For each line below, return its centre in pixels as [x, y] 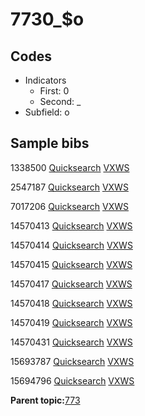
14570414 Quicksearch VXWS [71, 245]
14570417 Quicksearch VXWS [71, 284]
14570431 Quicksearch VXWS [71, 342]
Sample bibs [50, 143]
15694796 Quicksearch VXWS [72, 380]
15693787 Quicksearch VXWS [72, 361]
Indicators [45, 80]
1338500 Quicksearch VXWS [70, 167]
